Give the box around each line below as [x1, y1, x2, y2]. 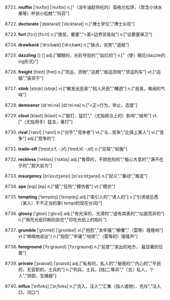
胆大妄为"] [31, 163, 52, 168]
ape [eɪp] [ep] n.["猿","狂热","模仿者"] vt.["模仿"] [18, 184, 115, 189]
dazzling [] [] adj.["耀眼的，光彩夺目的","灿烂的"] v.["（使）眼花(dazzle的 [18, 52, 166, 58]
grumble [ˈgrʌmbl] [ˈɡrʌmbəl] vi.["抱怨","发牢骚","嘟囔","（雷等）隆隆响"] [18, 227, 163, 233]
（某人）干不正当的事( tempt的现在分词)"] [18, 200, 102, 206]
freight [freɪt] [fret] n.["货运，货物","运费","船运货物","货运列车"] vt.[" [18, 69, 157, 75]
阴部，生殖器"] [27, 273, 57, 278]
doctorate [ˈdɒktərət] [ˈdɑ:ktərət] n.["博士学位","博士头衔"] [18, 21, 135, 27]
